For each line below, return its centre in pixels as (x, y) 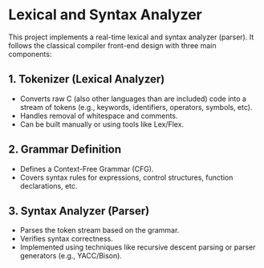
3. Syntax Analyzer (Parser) (79, 211)
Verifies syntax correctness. (67, 239)
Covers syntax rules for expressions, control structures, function (126, 177)
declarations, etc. (49, 185)
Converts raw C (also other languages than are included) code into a (133, 99)
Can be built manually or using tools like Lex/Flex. (102, 124)
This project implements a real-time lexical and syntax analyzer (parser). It (131, 37)
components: (30, 54)
